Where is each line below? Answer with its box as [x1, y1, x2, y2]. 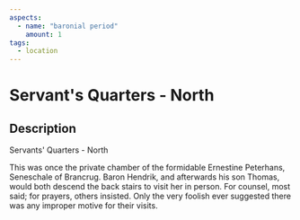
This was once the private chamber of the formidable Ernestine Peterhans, [9, 163, 286, 173]
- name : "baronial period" [17, 22, 119, 31]
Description [9, 120, 76, 136]
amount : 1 [25, 30, 63, 39]
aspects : [9, 13, 42, 22]
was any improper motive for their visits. [9, 200, 159, 211]
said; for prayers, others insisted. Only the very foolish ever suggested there [9, 190, 292, 202]
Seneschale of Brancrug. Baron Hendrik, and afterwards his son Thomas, [9, 172, 280, 182]
